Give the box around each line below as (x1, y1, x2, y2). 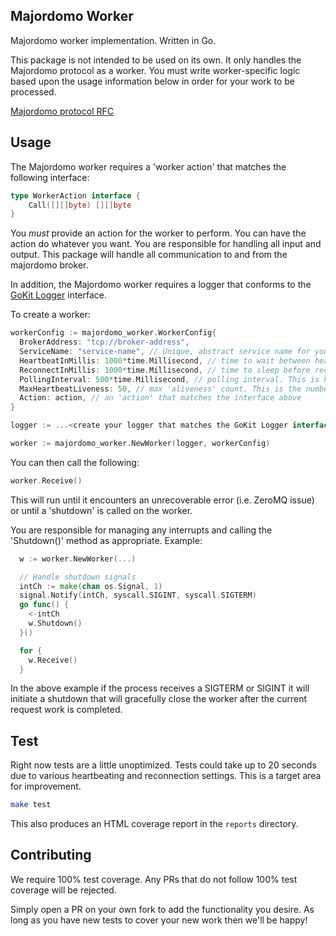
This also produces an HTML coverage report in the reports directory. (10, 818, 299, 830)
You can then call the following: (10, 456, 140, 468)
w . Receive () (28, 655, 78, 665)
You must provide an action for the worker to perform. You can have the (10, 227, 307, 239)
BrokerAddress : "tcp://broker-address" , (19, 337, 190, 348)
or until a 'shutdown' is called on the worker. (10, 504, 193, 516)
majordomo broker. (10, 259, 89, 271)
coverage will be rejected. (10, 884, 117, 896)
